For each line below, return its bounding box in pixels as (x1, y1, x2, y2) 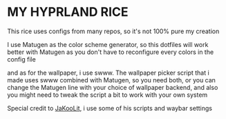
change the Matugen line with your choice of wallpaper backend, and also (7, 83, 218, 91)
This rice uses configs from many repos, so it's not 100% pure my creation (7, 27, 220, 35)
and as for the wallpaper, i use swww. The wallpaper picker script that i (7, 68, 209, 77)
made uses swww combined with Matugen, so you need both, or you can (7, 75, 216, 84)
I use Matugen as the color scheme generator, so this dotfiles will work (7, 40, 209, 48)
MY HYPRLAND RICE (7, 4, 129, 20)
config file (7, 55, 36, 63)
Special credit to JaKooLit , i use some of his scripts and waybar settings (7, 104, 213, 112)
